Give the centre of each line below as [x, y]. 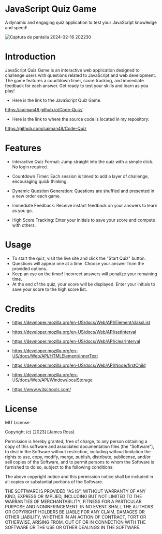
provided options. [29, 268]
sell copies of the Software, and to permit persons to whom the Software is [80, 462]
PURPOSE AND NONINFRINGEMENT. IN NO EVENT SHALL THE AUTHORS [79, 506]
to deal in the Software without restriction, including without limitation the [78, 451]
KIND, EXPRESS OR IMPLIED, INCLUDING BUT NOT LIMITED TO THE [74, 496]
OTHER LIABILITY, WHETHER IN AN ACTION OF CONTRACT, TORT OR [75, 517]
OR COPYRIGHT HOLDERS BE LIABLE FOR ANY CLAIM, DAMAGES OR [75, 512]
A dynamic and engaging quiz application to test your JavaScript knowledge [81, 22]
